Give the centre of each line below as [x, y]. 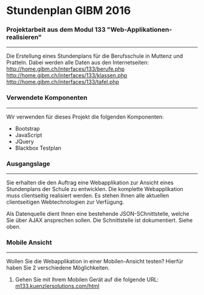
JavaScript [29, 135]
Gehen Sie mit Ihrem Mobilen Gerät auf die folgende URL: [87, 280]
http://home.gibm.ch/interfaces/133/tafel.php [63, 82]
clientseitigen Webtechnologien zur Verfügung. [65, 202]
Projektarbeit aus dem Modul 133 [56, 30]
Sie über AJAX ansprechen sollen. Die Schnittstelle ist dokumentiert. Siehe [100, 220]
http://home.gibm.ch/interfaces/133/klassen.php [67, 75]
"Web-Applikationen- [140, 30]
